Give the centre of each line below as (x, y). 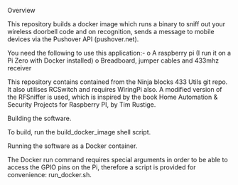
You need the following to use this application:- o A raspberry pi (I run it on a (119, 53)
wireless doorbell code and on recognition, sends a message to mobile (111, 32)
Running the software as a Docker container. (72, 146)
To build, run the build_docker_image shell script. (79, 132)
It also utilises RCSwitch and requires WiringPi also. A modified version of (115, 89)
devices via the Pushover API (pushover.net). (73, 39)
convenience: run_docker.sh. (50, 175)
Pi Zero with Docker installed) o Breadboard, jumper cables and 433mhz (113, 60)
